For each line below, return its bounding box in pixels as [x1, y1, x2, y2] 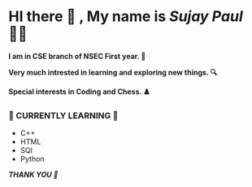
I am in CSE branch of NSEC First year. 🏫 [8, 51, 146, 61]
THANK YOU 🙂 [8, 170, 59, 180]
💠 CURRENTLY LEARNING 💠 [8, 109, 119, 121]
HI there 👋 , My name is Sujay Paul [8, 7, 243, 26]
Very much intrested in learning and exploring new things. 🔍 [8, 67, 218, 77]
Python [20, 154, 45, 164]
